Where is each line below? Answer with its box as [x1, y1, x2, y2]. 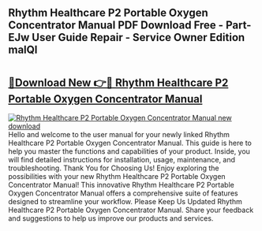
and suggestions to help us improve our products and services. [8, 214, 214, 223]
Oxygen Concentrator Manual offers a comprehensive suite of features [8, 188, 238, 198]
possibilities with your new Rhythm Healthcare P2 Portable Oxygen [8, 172, 226, 181]
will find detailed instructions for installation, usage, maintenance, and [8, 155, 235, 164]
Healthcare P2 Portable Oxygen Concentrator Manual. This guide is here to [8, 138, 253, 147]
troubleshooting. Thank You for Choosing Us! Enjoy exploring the [8, 163, 219, 173]
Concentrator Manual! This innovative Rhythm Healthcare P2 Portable [8, 181, 234, 189]
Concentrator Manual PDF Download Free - [8, 19, 223, 32]
